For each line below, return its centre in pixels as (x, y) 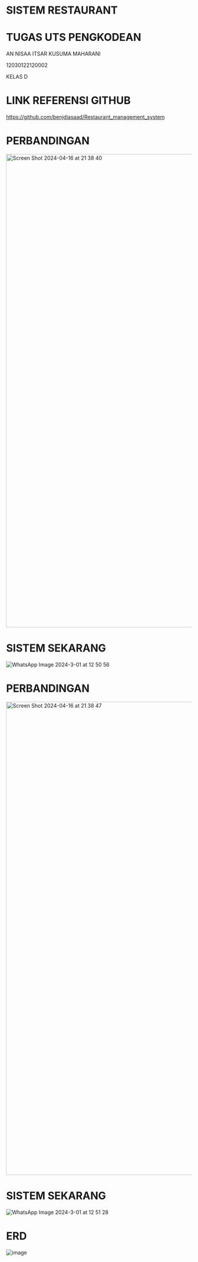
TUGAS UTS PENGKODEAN (74, 38)
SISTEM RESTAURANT (62, 10)
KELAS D (17, 77)
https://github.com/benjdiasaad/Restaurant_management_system (85, 117)
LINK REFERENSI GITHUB (68, 101)
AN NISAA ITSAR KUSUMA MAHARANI (54, 54)
